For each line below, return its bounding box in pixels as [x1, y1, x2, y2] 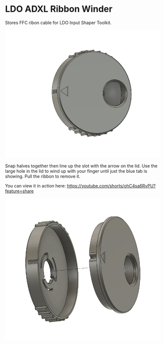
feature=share [5, 188, 34, 194]
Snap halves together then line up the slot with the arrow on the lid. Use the [5, 163, 158, 169]
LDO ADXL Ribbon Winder [5, 3, 113, 15]
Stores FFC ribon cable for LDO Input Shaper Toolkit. [5, 20, 112, 26]
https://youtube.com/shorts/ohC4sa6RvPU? [67, 183, 156, 189]
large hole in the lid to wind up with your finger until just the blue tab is [5, 168, 147, 174]
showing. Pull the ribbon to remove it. [5, 173, 81, 180]
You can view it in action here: [5, 183, 66, 189]
